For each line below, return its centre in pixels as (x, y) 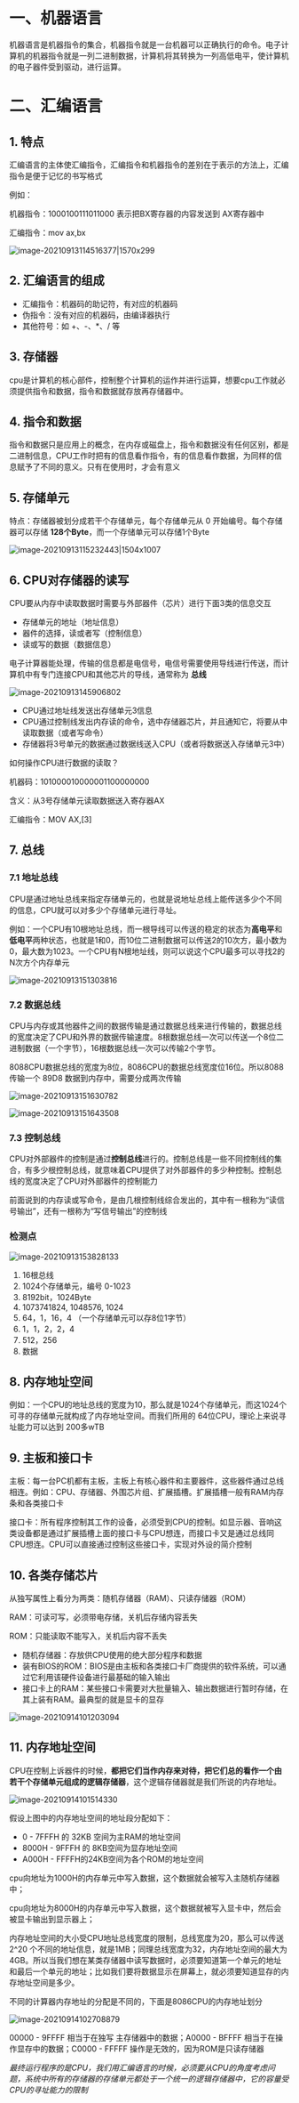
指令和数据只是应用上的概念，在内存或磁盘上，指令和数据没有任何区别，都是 (149, 445)
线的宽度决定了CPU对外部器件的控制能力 (83, 1181)
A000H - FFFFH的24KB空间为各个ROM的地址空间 (113, 1859)
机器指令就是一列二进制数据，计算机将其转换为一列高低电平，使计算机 (161, 55)
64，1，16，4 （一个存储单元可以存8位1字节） (106, 1317)
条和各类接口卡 (36, 1503)
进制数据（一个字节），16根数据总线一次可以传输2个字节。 (114, 1047)
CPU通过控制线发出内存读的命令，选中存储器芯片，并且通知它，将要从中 (155, 721)
